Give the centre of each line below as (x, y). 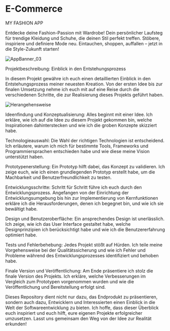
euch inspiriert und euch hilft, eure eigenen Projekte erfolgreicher (74, 313)
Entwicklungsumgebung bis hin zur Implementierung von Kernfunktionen (82, 198)
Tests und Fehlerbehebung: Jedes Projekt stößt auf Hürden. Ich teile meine (84, 245)
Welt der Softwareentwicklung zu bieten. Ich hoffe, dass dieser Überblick (82, 308)
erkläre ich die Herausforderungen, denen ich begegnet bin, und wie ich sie (84, 203)
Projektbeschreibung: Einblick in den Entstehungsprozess (66, 69)
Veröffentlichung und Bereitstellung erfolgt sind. (55, 287)
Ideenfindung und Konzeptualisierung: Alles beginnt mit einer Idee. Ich (79, 114)
